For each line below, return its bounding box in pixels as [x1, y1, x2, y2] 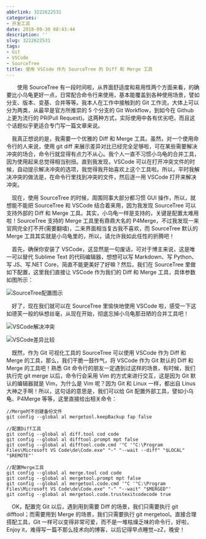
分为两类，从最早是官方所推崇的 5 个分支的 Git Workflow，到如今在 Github [6, 107, 194, 114]
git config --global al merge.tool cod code [6, 470, 122, 476]
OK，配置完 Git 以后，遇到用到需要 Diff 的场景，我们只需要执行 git [12, 503, 179, 510]
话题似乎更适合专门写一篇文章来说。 [11, 122, 103, 130]
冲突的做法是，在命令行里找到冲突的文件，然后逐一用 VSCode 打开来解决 [11, 173, 197, 181]
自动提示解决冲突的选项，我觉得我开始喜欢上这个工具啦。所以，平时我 [17, 166, 194, 173]
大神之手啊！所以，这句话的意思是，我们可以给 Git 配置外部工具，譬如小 [6, 387, 189, 395]
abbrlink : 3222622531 [6, 9, 62, 15]
